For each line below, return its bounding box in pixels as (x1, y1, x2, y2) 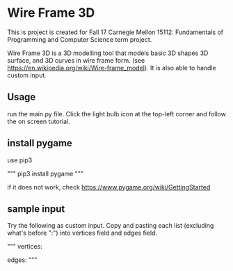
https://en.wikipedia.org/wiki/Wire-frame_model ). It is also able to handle (7, 63, 217, 72)
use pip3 (7, 155, 33, 164)
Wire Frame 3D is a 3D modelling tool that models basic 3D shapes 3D (7, 49, 209, 57)
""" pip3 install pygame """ (7, 169, 84, 178)
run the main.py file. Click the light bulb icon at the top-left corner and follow (7, 109, 226, 118)
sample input (7, 203, 65, 215)
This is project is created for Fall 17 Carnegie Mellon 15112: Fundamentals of (7, 28, 224, 36)
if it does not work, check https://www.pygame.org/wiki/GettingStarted (7, 183, 211, 191)
